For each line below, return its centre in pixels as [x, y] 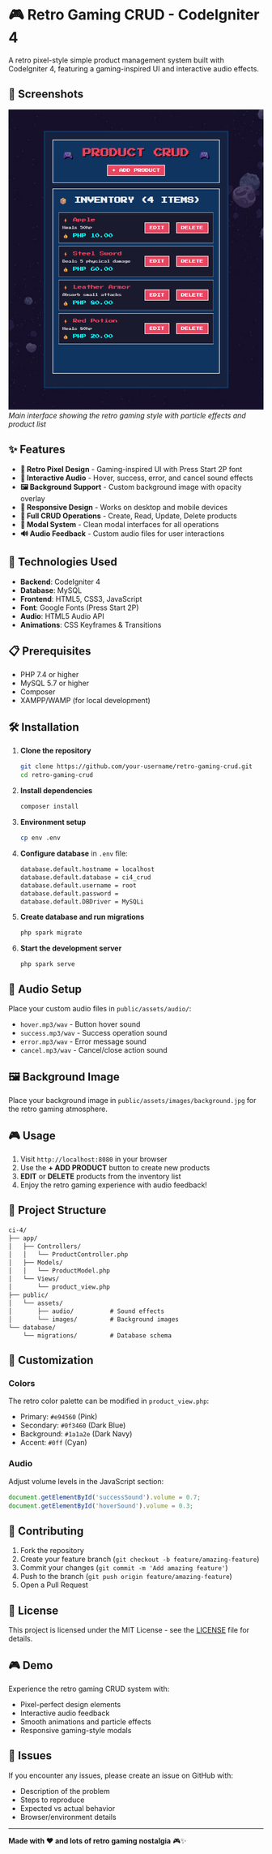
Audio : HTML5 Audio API [62, 616]
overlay [33, 498]
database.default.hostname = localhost [87, 869]
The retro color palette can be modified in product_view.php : [109, 1401]
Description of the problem [65, 1791]
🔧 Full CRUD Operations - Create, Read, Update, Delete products [128, 516]
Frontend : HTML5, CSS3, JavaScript [81, 599]
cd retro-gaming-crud [56, 775]
